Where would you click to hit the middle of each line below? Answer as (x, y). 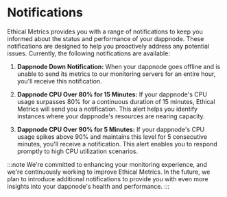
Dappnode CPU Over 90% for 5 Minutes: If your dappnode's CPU (111, 129)
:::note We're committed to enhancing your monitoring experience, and (107, 164)
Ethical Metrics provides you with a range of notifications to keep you (105, 31)
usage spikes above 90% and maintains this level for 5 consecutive (112, 136)
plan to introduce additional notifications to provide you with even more (108, 179)
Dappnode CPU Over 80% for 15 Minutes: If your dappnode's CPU (112, 94)
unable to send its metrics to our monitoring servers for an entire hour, (116, 74)
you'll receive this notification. (59, 81)
